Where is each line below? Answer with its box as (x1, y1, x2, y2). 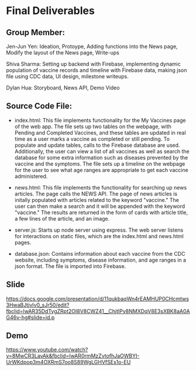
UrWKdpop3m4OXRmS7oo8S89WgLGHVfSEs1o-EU (6, 359, 131, 366)
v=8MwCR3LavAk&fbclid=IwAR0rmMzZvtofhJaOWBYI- (6, 352, 140, 359)
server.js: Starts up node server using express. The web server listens (14, 226, 184, 233)
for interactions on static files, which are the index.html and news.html (14, 232, 184, 239)
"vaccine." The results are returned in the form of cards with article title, (14, 209, 188, 216)
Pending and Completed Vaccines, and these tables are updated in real (14, 129, 186, 136)
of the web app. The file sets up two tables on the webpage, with (14, 123, 171, 130)
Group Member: (6, 28, 66, 37)
